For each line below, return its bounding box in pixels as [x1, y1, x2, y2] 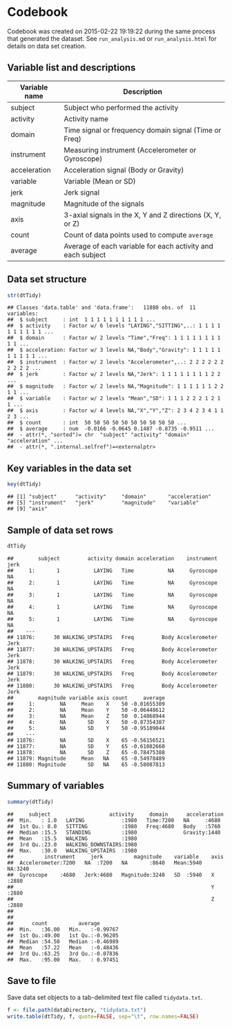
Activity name [64, 114, 109, 123]
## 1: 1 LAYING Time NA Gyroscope [7, 567, 217, 574]
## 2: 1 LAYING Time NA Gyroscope [7, 579, 217, 586]
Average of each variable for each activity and [64, 241, 214, 251]
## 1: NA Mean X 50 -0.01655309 [7, 700, 166, 707]
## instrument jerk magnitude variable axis [7, 853, 224, 860]
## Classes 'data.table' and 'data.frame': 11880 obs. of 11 [7, 304, 196, 312]
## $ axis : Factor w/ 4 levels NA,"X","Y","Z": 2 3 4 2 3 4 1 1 [7, 407, 224, 414]
